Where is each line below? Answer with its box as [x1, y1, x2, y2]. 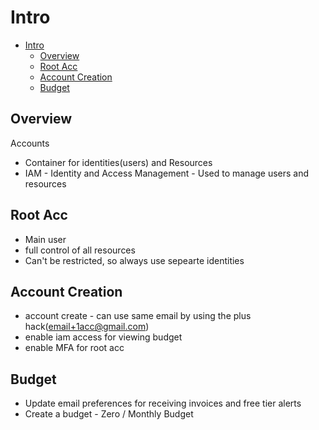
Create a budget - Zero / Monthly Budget [24, 408, 194, 420]
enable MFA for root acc [24, 342, 125, 354]
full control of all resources [24, 244, 136, 256]
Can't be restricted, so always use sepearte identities [24, 254, 245, 266]
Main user [24, 233, 67, 245]
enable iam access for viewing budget [24, 331, 183, 343]
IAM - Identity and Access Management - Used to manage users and [24, 167, 310, 179]
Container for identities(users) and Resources [24, 156, 213, 168]
